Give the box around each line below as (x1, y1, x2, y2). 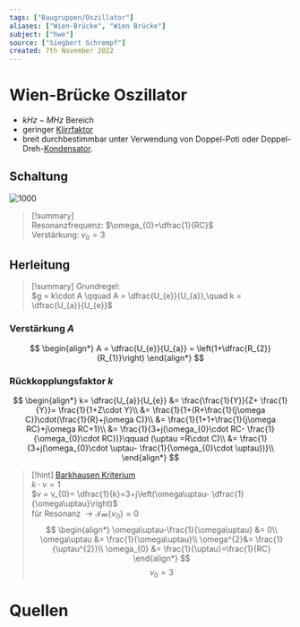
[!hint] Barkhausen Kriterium (30, 469, 136, 480)
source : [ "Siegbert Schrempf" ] (9, 38, 126, 47)
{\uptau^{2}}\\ (52, 543, 104, 554)
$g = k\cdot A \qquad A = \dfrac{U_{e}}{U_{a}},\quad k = (30, 290, 242, 301)
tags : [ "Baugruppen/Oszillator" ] (9, 13, 134, 22)
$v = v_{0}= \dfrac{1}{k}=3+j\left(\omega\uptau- (30, 489, 210, 500)
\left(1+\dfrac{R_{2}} (196, 342, 271, 354)
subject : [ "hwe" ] (9, 30, 74, 39)
